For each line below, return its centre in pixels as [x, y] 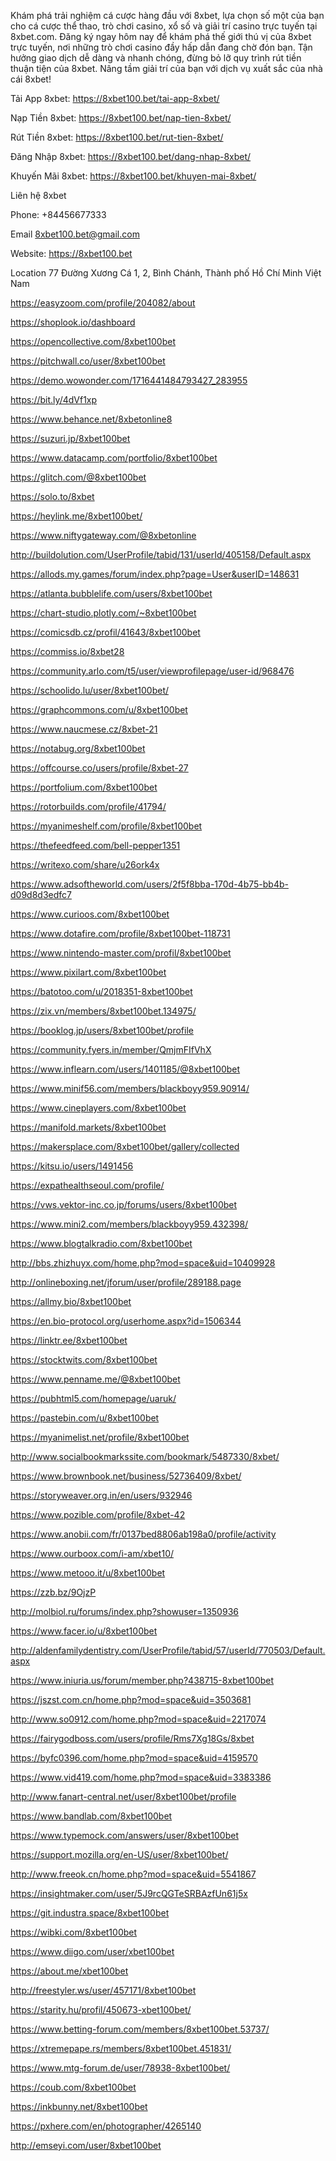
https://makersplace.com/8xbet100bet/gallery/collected [125, 1146]
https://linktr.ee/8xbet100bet [69, 1340]
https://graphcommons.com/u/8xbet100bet [99, 709]
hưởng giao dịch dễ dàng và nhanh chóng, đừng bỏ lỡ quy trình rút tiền [156, 58]
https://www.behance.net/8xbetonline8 [91, 419]
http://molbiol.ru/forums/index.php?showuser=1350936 [124, 1611]
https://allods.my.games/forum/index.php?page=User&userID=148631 [155, 574]
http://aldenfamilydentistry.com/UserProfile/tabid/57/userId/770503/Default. [168, 1650]
